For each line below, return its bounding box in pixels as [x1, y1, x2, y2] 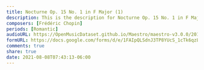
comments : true [6, 43, 45, 49]
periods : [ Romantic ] [6, 26, 59, 32]
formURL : [6, 37, 29, 43]
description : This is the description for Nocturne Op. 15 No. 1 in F [6, 15, 189, 21]
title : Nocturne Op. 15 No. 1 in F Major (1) [6, 9, 123, 15]
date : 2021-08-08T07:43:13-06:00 [6, 54, 91, 60]
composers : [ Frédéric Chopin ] [6, 20, 83, 26]
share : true [6, 49, 36, 55]
